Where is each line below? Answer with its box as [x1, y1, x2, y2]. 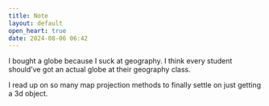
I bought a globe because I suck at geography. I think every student [8, 56, 233, 66]
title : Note [8, 11, 48, 20]
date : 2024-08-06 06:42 [8, 34, 89, 43]
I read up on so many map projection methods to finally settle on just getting [8, 80, 262, 90]
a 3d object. [8, 89, 48, 99]
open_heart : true [8, 26, 67, 35]
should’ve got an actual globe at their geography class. [8, 65, 191, 75]
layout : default [8, 19, 63, 27]
